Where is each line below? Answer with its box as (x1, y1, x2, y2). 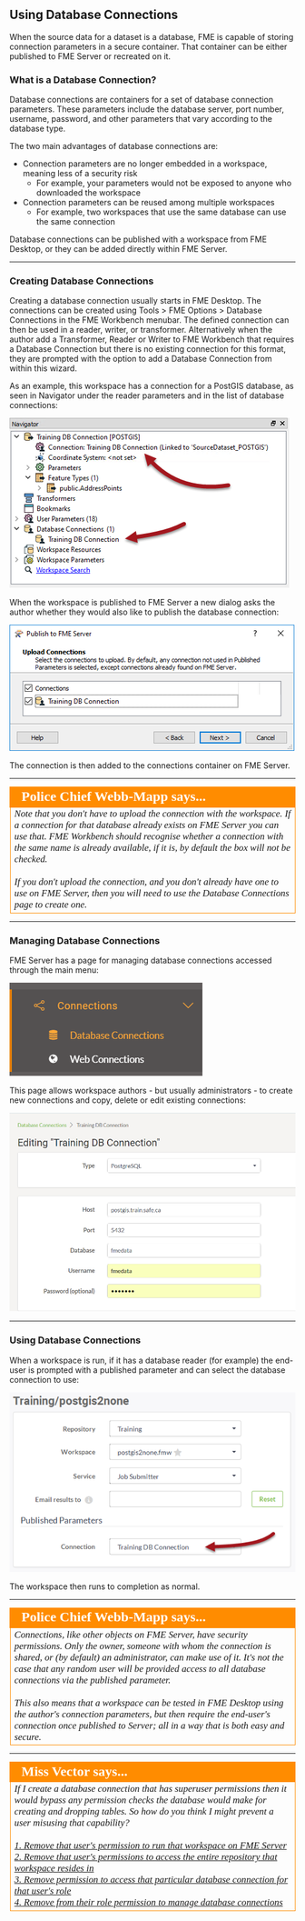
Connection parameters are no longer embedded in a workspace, (22, 158, 268, 169)
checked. (14, 854, 48, 865)
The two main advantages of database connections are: (9, 141, 219, 152)
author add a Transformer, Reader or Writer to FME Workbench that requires (9, 334, 295, 345)
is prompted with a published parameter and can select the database (28, 1364, 286, 1376)
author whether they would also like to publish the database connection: (9, 606, 280, 617)
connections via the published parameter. (14, 1674, 171, 1686)
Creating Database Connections (9, 275, 154, 287)
